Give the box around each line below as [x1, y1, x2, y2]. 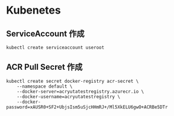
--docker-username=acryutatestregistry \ [17, 94, 120, 99]
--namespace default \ [17, 83, 73, 89]
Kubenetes [6, 4, 61, 17]
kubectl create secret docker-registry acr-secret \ [6, 78, 139, 84]
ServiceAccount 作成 [6, 28, 85, 38]
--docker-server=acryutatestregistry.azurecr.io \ [17, 88, 144, 95]
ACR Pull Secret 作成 [6, 62, 83, 72]
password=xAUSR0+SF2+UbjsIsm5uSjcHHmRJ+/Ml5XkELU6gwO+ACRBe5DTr [6, 104, 168, 110]
